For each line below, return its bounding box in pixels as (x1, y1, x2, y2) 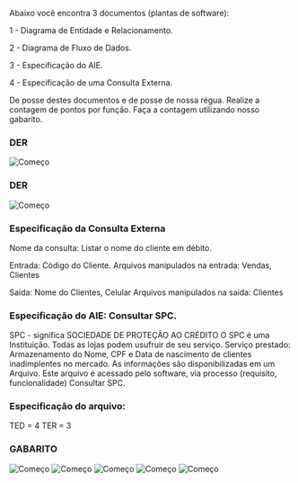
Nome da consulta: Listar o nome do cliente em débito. (9, 242, 213, 253)
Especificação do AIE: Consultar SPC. (9, 309, 178, 322)
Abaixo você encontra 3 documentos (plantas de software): (9, 8, 230, 18)
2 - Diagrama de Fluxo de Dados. (9, 42, 132, 53)
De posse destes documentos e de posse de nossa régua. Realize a (9, 94, 260, 105)
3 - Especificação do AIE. (9, 60, 103, 70)
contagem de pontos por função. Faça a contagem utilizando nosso (9, 104, 260, 115)
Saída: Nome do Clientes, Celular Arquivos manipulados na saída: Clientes (9, 287, 284, 298)
